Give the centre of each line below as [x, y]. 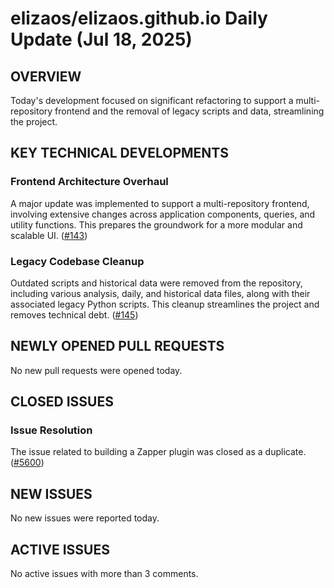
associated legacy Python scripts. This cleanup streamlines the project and [165, 304]
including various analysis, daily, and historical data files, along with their [160, 293]
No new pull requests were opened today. [96, 370]
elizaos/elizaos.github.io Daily [139, 18]
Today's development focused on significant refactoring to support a [152, 100]
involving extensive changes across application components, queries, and [163, 214]
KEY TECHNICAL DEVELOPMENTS [119, 153]
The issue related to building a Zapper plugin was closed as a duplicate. [158, 452]
